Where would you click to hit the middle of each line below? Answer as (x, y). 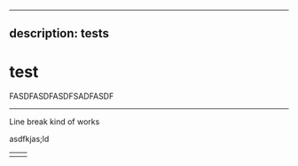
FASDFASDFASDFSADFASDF (62, 96)
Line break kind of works (55, 122)
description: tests (59, 33)
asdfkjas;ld (29, 139)
